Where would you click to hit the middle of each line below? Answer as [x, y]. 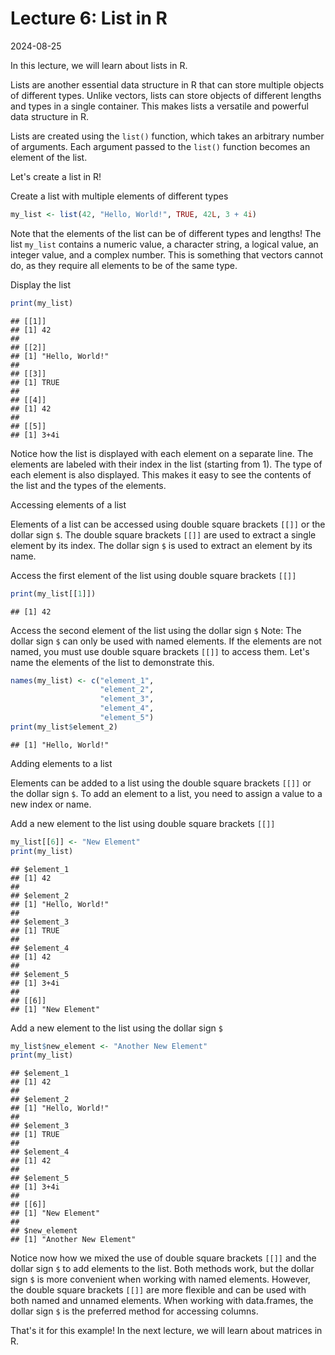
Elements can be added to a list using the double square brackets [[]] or [161, 783]
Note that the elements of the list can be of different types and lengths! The [166, 233]
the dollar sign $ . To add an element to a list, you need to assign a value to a [166, 793]
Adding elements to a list [61, 763]
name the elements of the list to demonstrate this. [112, 662]
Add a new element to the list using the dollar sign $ [116, 1028]
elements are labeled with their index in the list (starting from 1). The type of [166, 464]
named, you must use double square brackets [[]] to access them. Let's [160, 651]
